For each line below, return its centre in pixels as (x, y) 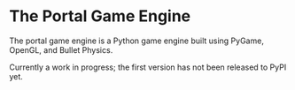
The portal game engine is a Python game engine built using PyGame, (136, 41)
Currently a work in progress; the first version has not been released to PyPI (148, 67)
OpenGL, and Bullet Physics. (61, 49)
